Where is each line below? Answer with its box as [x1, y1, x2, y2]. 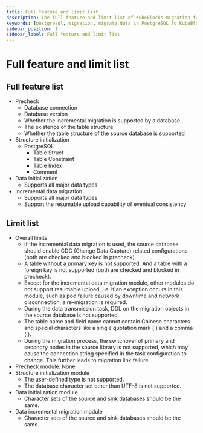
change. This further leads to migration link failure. [24, 356, 150, 363]
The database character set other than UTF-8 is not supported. [24, 382, 182, 389]
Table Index [33, 162, 62, 170]
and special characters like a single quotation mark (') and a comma [24, 324, 193, 331]
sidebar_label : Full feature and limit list [6, 31, 120, 38]
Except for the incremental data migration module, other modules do [24, 279, 195, 286]
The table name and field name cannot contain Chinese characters [24, 317, 190, 325]
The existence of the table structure [24, 124, 114, 131]
